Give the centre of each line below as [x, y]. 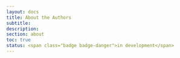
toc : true [19, 40]
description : [23, 29]
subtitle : [19, 23]
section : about [25, 34]
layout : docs [23, 12]
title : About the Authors [39, 18]
